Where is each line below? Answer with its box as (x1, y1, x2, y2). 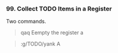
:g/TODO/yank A (20, 40, 60, 48)
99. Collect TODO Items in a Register (6, 5, 112, 13)
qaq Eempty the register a (20, 29, 84, 36)
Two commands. (6, 18, 46, 25)
